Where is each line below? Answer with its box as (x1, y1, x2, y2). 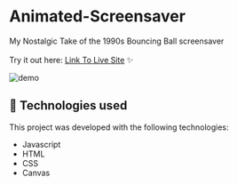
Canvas (21, 167, 51, 178)
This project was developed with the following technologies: (9, 122, 229, 133)
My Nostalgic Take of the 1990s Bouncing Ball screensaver (9, 36, 225, 46)
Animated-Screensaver (9, 6, 186, 27)
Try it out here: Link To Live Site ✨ (9, 54, 134, 65)
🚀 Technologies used (9, 98, 128, 113)
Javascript (21, 139, 61, 149)
